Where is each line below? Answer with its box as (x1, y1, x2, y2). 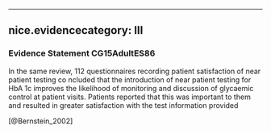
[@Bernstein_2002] (8, 116, 73, 126)
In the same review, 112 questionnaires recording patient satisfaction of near (8, 66, 261, 76)
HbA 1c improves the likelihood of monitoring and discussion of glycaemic (8, 83, 254, 93)
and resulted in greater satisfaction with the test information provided (8, 100, 239, 110)
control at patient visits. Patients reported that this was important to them (8, 92, 252, 102)
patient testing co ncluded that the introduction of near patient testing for (8, 74, 252, 85)
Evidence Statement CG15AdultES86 (8, 48, 156, 59)
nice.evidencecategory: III (8, 23, 144, 37)
